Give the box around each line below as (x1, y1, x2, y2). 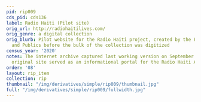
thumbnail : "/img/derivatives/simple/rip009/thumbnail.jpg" (6, 82, 160, 88)
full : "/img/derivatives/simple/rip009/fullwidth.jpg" (6, 87, 146, 93)
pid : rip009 (6, 8, 36, 15)
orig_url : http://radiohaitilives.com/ (6, 25, 106, 32)
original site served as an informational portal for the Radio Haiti (11, 59, 191, 65)
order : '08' (6, 64, 36, 71)
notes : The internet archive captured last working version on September (6, 53, 194, 59)
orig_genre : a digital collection (6, 31, 93, 37)
